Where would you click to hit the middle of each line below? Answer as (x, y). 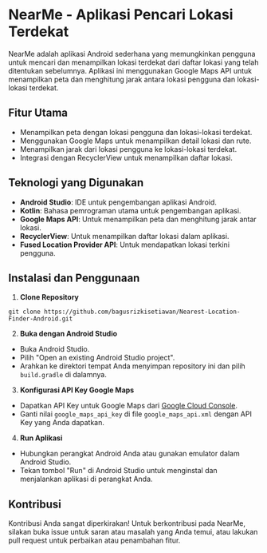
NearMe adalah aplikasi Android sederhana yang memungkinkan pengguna (132, 54)
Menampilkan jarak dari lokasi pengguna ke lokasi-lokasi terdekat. (128, 149)
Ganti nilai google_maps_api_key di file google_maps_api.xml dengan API (136, 414)
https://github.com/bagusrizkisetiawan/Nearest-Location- (142, 312)
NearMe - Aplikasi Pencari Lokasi (121, 15)
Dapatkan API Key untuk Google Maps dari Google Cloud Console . (128, 406)
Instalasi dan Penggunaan (74, 278)
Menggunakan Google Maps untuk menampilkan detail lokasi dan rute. (135, 141)
